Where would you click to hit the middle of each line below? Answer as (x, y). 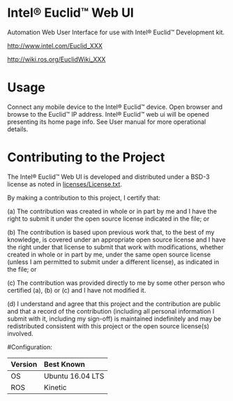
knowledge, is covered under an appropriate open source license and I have (116, 240)
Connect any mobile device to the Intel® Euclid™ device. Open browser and (115, 107)
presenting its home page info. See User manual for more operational (107, 122)
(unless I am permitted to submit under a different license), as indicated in (113, 262)
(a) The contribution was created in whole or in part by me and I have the (112, 211)
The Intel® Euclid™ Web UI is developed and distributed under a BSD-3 (108, 177)
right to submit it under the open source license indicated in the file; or (108, 219)
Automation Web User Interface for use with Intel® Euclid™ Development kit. (116, 32)
